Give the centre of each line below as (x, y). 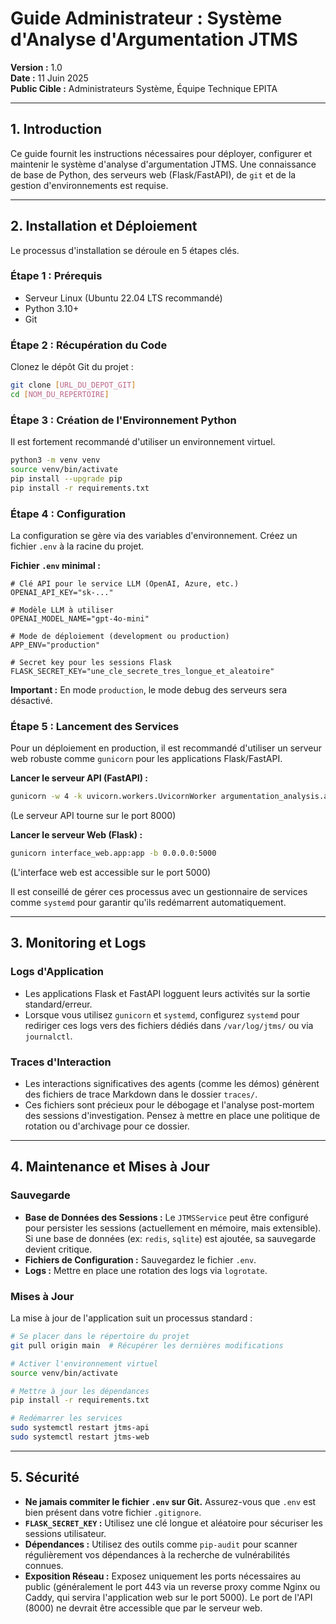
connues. (44, 1565)
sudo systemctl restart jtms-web (80, 1437)
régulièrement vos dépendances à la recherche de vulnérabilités (157, 1554)
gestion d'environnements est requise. (89, 185)
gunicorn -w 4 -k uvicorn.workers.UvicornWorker (113, 797)
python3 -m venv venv (55, 460)
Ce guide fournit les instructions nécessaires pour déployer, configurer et (161, 153)
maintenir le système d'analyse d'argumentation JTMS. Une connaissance (163, 164)
